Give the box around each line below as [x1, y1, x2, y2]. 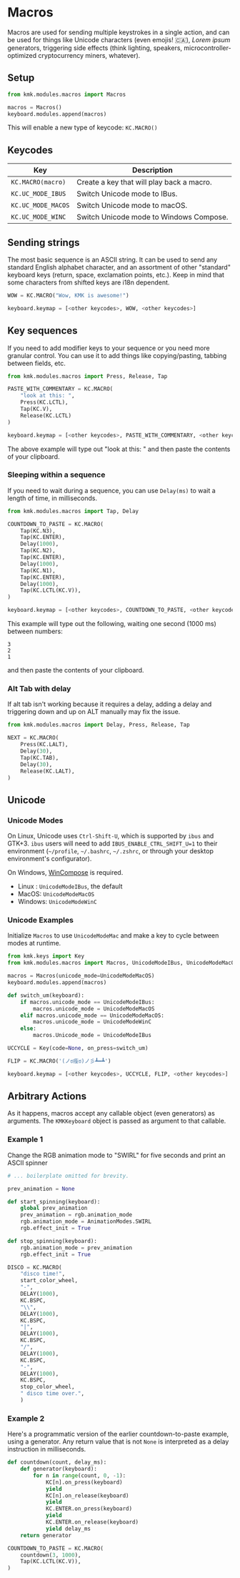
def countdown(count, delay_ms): [7, 1459, 107, 1466]
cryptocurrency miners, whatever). [38, 51, 141, 59]
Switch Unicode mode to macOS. [76, 201, 188, 211]
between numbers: [7, 627, 63, 636]
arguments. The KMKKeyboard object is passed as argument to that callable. [7, 1116, 226, 1126]
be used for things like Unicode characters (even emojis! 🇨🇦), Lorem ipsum [7, 35, 231, 44]
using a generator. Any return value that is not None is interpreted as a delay [7, 1437, 229, 1446]
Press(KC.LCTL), [20, 399, 69, 406]
